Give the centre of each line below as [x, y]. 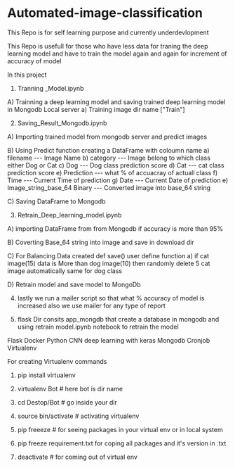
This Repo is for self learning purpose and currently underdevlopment [108, 32]
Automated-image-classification [105, 13]
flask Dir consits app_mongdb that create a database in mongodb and [118, 319]
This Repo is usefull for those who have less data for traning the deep [108, 46]
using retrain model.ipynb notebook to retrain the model [98, 327]
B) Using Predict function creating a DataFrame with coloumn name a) [108, 150]
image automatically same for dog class [65, 271]
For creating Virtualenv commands [57, 361]
